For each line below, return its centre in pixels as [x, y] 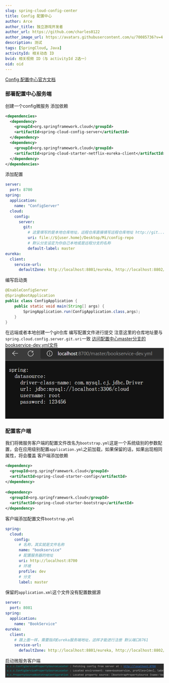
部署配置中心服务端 [28, 94]
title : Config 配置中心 [28, 16]
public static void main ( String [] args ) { [59, 306]
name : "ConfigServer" [37, 206]
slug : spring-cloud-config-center [41, 11]
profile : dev [32, 571]
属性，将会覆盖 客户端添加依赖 [37, 455]
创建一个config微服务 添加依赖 [37, 106]
